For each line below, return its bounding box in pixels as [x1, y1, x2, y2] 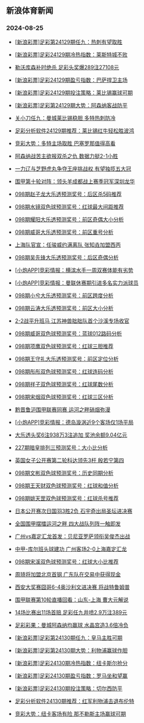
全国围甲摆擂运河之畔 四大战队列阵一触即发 [14, 520, 121, 527]
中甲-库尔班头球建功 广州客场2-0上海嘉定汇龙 [14, 545, 127, 552]
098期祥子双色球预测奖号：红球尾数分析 [14, 381, 114, 388]
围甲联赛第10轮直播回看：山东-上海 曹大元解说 [14, 596, 129, 603]
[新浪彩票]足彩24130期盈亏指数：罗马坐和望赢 [14, 672, 128, 679]
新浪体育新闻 [6, 5, 54, 16]
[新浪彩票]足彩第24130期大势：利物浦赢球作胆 [14, 647, 128, 654]
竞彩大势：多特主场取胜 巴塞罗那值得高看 [14, 140, 116, 147]
